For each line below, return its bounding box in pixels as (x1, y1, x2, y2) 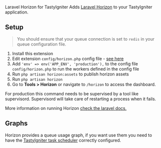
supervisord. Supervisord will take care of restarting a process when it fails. (5, 96, 156, 102)
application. (5, 9, 29, 15)
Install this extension (12, 50, 53, 56)
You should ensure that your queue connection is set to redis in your (16, 36, 155, 42)
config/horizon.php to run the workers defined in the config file (12, 66, 139, 72)
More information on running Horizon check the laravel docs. (5, 105, 127, 111)
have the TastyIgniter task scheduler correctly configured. (5, 137, 121, 143)
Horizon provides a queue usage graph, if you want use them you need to (5, 132, 152, 138)
